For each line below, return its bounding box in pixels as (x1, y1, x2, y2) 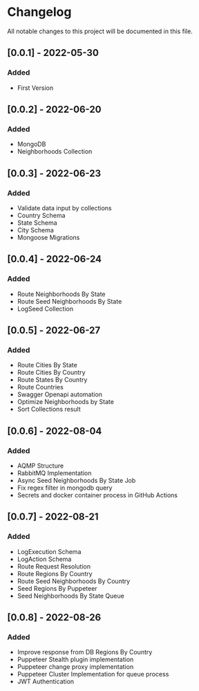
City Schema (17, 226, 54, 234)
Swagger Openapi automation (17, 390, 102, 398)
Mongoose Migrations (17, 233, 80, 241)
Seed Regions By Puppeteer (17, 584, 98, 592)
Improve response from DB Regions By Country (17, 648, 153, 656)
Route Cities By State (17, 361, 77, 369)
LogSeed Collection (17, 304, 74, 313)
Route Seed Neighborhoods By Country (17, 577, 131, 585)
